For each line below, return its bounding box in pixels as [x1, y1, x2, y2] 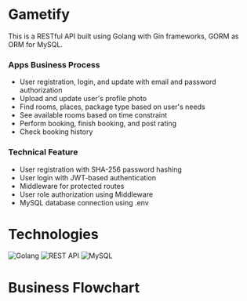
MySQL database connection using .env [19, 198, 149, 207]
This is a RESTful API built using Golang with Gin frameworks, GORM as [8, 31, 239, 41]
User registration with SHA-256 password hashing [19, 165, 183, 174]
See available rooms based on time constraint [19, 111, 168, 120]
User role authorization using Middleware [19, 190, 154, 199]
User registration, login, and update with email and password [19, 77, 217, 87]
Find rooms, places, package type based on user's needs [19, 102, 205, 111]
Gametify [8, 5, 71, 24]
